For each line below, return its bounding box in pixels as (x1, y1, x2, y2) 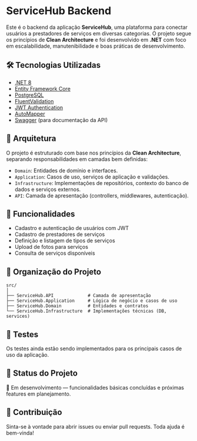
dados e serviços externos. (14, 186, 81, 193)
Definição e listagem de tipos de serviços (14, 237, 116, 244)
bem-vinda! (6, 429, 34, 436)
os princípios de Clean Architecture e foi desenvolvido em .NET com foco (6, 36, 186, 43)
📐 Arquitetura (6, 134, 56, 144)
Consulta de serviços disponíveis (14, 249, 95, 257)
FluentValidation (14, 97, 54, 104)
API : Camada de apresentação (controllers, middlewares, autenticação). (14, 192, 189, 199)
